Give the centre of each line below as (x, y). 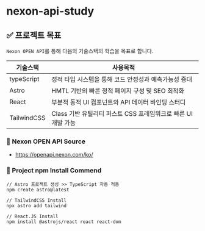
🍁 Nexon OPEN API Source (46, 141)
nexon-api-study (50, 11)
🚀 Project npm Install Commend (54, 171)
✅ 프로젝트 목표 (34, 35)
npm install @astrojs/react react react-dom (64, 222)
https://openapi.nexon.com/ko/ (54, 155)
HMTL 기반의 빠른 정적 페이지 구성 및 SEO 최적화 (118, 91)
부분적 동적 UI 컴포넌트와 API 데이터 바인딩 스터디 (119, 102)
